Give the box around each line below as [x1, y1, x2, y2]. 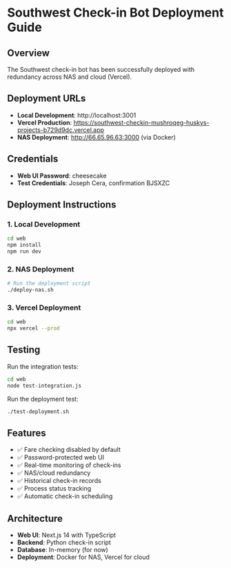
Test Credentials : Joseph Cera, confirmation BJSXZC [17, 178, 170, 187]
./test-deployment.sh [7, 408, 70, 415]
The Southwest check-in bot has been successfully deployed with [7, 66, 195, 73]
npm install [7, 242, 41, 249]
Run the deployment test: [7, 395, 79, 403]
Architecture [7, 513, 63, 524]
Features [7, 427, 46, 439]
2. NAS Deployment [7, 264, 74, 274]
